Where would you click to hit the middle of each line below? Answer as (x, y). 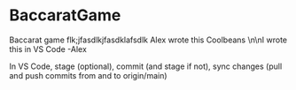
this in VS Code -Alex (48, 49)
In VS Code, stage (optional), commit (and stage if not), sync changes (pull (146, 66)
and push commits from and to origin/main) (88, 75)
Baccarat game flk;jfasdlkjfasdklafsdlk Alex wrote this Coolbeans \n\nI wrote (148, 40)
